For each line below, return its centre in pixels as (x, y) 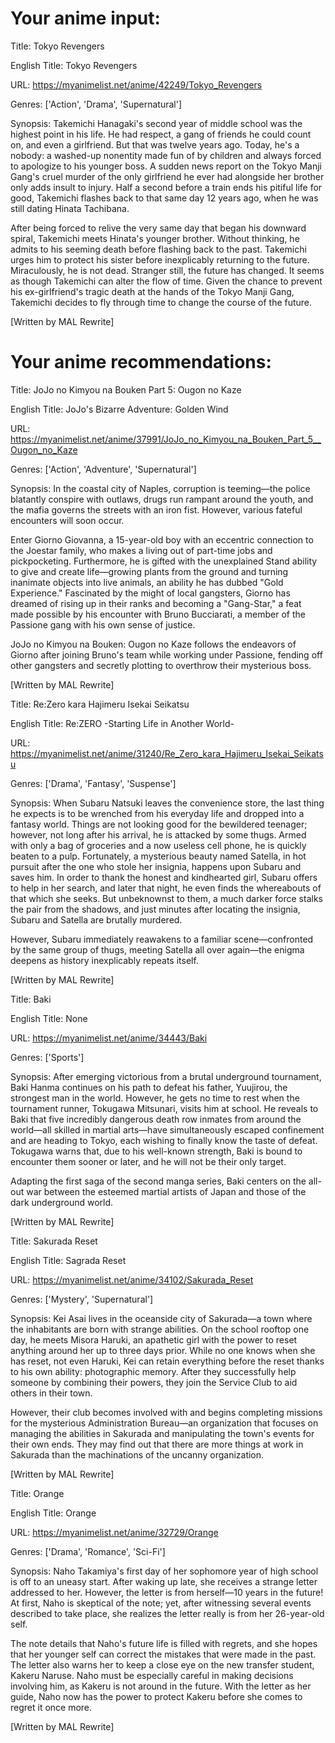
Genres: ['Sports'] (47, 1057)
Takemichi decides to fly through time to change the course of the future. (161, 302)
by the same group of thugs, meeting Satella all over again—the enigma (157, 949)
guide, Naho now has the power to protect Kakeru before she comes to (156, 1696)
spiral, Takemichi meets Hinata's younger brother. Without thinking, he (155, 238)
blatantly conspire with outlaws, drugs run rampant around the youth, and (162, 499)
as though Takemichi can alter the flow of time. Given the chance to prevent (166, 281)
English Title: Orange (53, 1513)
